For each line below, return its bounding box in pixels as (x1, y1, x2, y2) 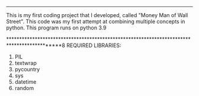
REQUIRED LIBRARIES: (66, 42, 121, 49)
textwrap (14, 59, 37, 67)
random (14, 85, 34, 91)
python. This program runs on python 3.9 (6, 24, 107, 31)
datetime (14, 78, 37, 85)
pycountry (14, 66, 40, 72)
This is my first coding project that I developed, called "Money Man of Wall (6, 12, 188, 18)
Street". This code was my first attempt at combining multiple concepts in (6, 18, 185, 25)
